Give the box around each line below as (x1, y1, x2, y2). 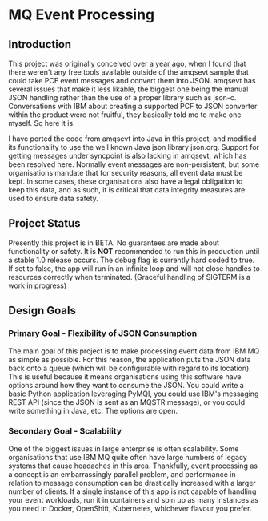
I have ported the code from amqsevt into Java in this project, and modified (8, 134, 257, 143)
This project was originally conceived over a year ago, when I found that (8, 59, 246, 68)
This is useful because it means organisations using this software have (8, 371, 242, 382)
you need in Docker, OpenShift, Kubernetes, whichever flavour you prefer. (8, 503, 252, 513)
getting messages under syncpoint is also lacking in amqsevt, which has (8, 151, 247, 160)
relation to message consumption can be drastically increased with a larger (8, 478, 256, 487)
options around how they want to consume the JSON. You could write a (8, 380, 244, 390)
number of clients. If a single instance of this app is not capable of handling (8, 487, 257, 496)
